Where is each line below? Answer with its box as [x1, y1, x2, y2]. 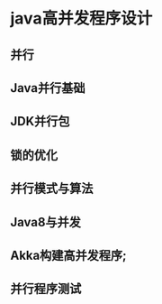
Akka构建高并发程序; [10, 247, 127, 263]
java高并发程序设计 [10, 8, 153, 29]
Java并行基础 [10, 80, 85, 96]
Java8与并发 [10, 214, 82, 230]
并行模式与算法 [10, 181, 94, 197]
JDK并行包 [10, 114, 70, 129]
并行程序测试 [10, 281, 82, 297]
